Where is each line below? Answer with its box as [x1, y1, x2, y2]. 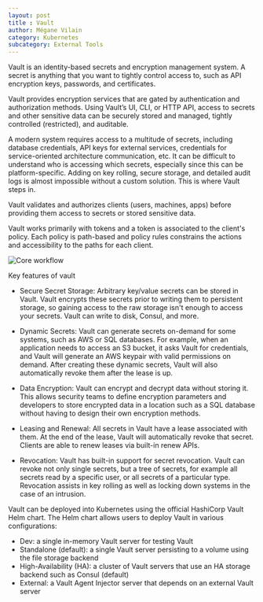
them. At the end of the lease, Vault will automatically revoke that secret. [19, 432, 254, 441]
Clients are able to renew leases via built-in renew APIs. [19, 441, 200, 450]
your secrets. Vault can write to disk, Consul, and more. [19, 312, 199, 321]
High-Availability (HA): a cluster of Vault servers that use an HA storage [19, 562, 251, 571]
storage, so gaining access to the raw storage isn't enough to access [19, 303, 243, 312]
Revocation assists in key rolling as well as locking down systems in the [19, 481, 251, 490]
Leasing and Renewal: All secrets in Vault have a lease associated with [19, 424, 248, 434]
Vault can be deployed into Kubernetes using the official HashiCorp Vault [8, 504, 244, 514]
